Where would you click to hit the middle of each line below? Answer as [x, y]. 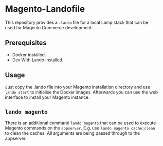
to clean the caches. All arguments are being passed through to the [72, 133]
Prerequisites [26, 43]
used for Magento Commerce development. [49, 27]
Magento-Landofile [45, 9]
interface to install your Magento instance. [47, 97]
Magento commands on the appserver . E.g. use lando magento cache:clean [80, 128]
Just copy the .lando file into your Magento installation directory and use [78, 87]
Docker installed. [29, 55]
